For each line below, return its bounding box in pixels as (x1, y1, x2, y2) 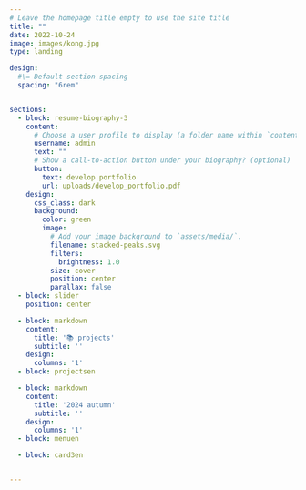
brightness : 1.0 (57, 257, 120, 267)
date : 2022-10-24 (9, 30, 76, 39)
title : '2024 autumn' (33, 400, 117, 410)
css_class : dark (33, 198, 96, 208)
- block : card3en (17, 451, 84, 460)
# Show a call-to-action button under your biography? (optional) (33, 156, 291, 165)
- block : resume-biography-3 (17, 113, 128, 123)
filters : (49, 249, 84, 258)
